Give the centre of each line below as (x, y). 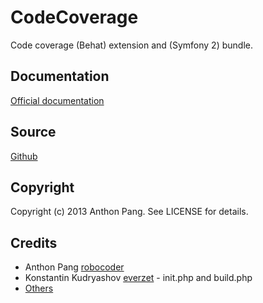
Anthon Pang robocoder (74, 267)
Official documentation (57, 100)
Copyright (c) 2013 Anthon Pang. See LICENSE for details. (129, 212)
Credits (34, 242)
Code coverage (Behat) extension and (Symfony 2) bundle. (131, 45)
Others (39, 288)
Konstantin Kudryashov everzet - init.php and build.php (138, 278)
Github (24, 156)
